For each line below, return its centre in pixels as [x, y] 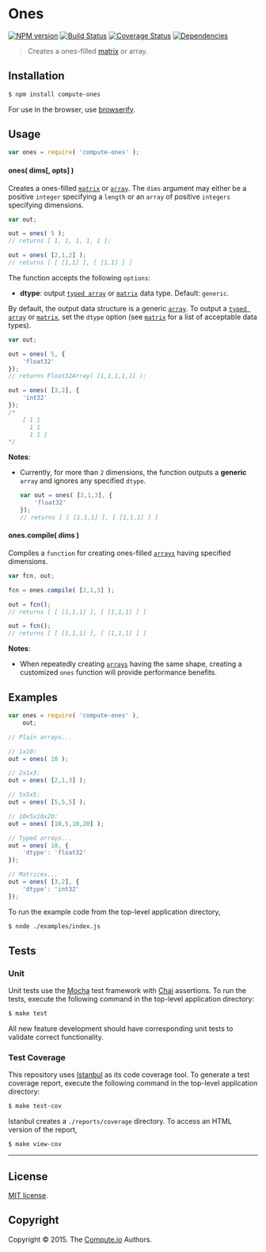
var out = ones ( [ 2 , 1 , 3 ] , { [66, 496]
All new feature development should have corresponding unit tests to [121, 1029]
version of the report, [43, 1130]
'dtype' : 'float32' [55, 853]
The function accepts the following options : [79, 277]
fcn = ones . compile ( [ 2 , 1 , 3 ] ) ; [61, 590]
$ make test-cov [35, 1106]
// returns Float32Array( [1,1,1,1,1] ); [78, 376]
